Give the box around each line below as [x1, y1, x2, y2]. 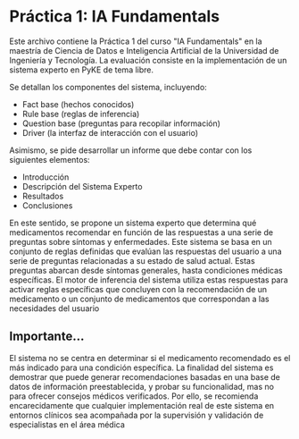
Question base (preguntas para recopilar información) [21, 118, 221, 129]
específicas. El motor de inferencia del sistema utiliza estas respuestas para [9, 274, 288, 285]
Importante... [9, 329, 85, 344]
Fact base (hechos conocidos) [21, 98, 135, 109]
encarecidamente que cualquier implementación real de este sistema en [9, 400, 275, 410]
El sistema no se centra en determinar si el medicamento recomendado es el [9, 352, 291, 363]
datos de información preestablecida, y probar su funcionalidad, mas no [9, 381, 275, 392]
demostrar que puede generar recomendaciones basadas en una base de [9, 371, 281, 382]
